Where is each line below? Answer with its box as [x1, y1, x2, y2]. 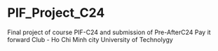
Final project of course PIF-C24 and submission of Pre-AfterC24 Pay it [7, 28, 212, 36]
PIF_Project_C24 [7, 5, 105, 21]
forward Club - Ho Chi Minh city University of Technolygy [7, 35, 173, 43]
